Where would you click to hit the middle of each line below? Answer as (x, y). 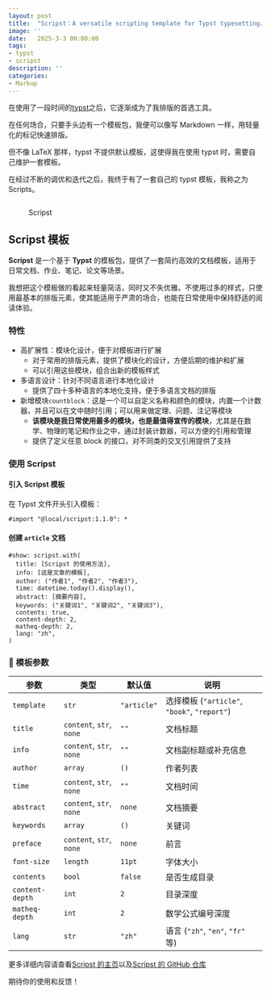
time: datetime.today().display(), (75, 588)
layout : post (30, 16)
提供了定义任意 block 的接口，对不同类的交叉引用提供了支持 (131, 441)
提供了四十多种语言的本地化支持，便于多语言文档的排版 (124, 390)
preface (27, 844)
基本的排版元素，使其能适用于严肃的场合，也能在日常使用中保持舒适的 (139, 298)
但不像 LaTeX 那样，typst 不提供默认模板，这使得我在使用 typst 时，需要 (129, 152)
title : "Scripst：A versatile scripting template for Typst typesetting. (136, 23)
